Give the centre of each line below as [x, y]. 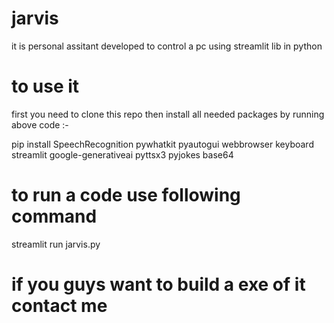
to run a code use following [126, 195]
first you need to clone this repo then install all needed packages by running [168, 114]
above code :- [40, 124]
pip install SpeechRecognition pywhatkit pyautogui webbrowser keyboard [162, 144]
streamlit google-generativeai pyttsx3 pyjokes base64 [122, 154]
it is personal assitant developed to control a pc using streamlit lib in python [167, 46]
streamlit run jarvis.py [56, 244]
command [54, 216]
